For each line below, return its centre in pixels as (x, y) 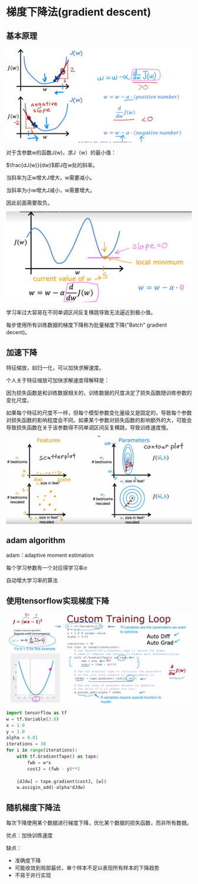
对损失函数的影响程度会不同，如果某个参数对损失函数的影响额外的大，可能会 (99, 420)
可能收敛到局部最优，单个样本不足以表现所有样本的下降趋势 (87, 868)
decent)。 (18, 332)
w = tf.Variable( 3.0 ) (33, 719)
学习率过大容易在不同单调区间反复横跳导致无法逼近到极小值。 (81, 312)
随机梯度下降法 (33, 808)
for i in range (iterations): (42, 751)
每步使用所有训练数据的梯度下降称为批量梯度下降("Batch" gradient (87, 325)
